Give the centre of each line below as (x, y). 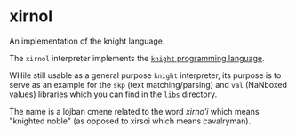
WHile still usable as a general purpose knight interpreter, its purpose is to (145, 75)
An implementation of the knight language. (87, 41)
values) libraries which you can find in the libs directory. (113, 94)
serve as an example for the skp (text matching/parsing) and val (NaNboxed (148, 84)
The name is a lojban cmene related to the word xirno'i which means (134, 111)
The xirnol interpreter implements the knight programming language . (137, 58)
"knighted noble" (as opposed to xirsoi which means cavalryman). (130, 121)
